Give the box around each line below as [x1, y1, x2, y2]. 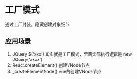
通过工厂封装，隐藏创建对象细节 [5, 21, 69, 27]
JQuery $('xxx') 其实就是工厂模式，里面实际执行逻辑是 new [12, 51, 132, 57]
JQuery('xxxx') [12, 57, 43, 62]
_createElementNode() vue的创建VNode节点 [12, 68, 102, 74]
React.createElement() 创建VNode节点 [12, 62, 90, 68]
